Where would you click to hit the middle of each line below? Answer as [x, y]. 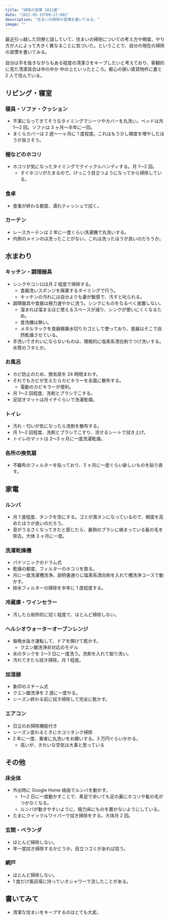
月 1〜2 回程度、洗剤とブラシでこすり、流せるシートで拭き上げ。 [80, 433]
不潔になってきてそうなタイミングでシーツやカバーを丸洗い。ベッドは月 [88, 121]
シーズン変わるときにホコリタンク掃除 [53, 732]
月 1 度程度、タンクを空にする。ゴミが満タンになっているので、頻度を [86, 517]
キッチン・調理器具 [29, 272]
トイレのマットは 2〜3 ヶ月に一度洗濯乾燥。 [59, 439]
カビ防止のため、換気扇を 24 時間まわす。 [56, 374]
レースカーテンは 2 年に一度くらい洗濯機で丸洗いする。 [71, 232]
